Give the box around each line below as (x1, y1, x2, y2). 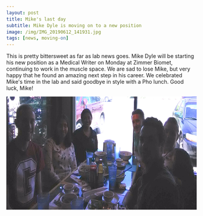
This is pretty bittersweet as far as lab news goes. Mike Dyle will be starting (6, 52, 195, 60)
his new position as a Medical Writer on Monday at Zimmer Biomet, (6, 59, 173, 66)
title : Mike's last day (6, 16, 66, 22)
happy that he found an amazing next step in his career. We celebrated (6, 72, 182, 79)
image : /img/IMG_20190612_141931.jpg (6, 29, 101, 35)
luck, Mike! (6, 84, 33, 92)
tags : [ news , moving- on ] (6, 35, 69, 42)
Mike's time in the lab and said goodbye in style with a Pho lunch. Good (6, 78, 184, 86)
